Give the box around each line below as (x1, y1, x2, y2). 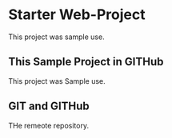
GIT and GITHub (8, 100, 90, 113)
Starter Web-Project (8, 6, 146, 24)
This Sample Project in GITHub (8, 55, 164, 69)
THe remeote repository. (8, 120, 90, 130)
